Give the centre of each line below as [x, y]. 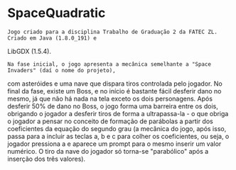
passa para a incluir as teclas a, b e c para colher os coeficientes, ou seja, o [118, 136]
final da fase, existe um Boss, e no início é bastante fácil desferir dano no [114, 91]
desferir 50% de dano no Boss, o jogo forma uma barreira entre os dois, [113, 106]
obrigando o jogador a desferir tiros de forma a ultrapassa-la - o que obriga [118, 113]
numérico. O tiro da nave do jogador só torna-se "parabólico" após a [108, 151]
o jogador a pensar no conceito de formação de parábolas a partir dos [110, 121]
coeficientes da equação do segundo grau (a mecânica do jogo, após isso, [117, 128]
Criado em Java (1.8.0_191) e [52, 38]
